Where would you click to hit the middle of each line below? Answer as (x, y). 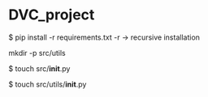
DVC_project (52, 15)
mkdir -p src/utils (37, 53)
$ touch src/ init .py (39, 68)
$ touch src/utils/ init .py (48, 84)
